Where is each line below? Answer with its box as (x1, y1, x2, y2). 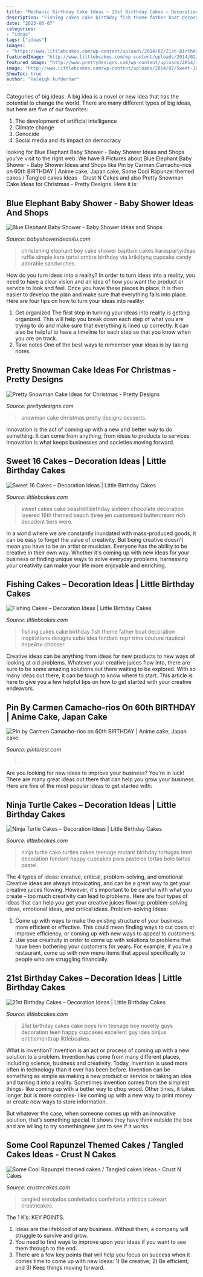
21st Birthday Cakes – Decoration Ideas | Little (6, 973, 182, 983)
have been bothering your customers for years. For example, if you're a (14, 943, 193, 950)
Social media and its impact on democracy (14, 137, 121, 144)
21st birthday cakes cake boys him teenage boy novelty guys (21, 1022, 173, 1029)
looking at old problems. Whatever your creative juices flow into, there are (6, 659, 190, 666)
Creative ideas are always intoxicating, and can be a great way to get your (6, 880, 191, 886)
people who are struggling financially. (14, 956, 109, 963)
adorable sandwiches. (21, 259, 77, 267)
